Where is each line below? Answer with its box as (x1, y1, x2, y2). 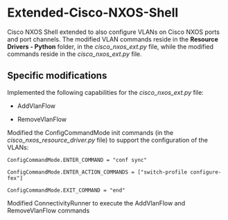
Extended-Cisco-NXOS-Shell (7, 5, 179, 21)
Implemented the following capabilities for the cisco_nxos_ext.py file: (7, 88, 204, 96)
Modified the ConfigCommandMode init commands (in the (7, 128, 174, 136)
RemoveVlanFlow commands (7, 206, 90, 214)
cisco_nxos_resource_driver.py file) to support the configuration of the (7, 136, 208, 144)
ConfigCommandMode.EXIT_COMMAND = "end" (7, 187, 126, 194)
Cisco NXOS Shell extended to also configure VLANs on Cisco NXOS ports (7, 28, 220, 36)
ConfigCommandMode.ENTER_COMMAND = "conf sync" (7, 156, 148, 163)
